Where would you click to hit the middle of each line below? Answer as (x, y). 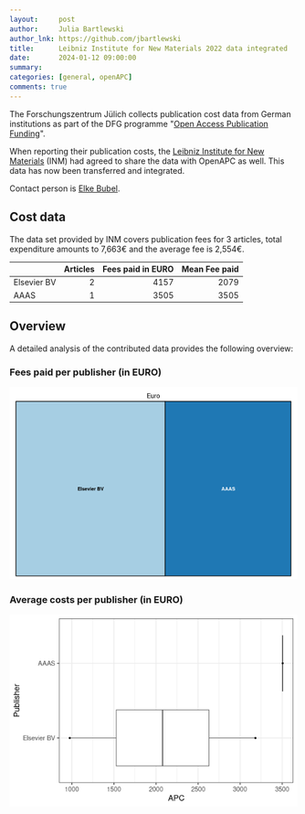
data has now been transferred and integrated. (97, 170)
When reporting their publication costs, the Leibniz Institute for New (137, 151)
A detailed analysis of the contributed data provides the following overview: (152, 348)
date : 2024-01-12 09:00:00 (73, 58)
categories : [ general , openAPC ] (71, 78)
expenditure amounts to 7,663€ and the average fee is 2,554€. (127, 249)
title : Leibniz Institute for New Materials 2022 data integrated (148, 48)
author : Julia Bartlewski (67, 29)
